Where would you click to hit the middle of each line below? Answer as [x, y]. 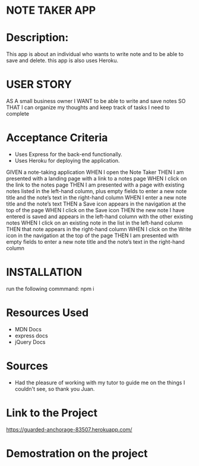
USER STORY [39, 85]
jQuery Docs [30, 342]
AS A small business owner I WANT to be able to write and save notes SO [96, 101]
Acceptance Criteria [57, 138]
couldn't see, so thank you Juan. [55, 389]
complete [18, 114]
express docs [31, 335]
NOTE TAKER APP [51, 10]
